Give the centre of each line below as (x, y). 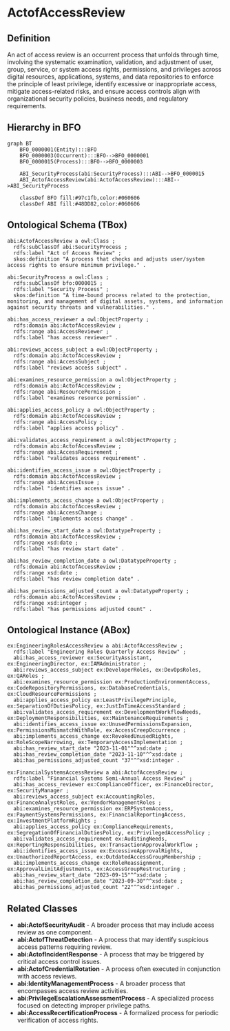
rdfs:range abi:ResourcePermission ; (67, 392)
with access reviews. (47, 977)
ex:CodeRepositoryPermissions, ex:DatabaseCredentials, (89, 688)
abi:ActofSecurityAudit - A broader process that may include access (116, 925)
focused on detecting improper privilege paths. (84, 1005)
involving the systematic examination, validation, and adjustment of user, (110, 62)
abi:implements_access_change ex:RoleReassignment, (89, 863)
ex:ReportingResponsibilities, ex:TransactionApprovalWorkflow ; (103, 845)
